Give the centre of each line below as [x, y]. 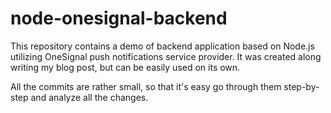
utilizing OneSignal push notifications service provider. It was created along [166, 56]
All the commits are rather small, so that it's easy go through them [146, 86]
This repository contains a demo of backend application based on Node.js [162, 46]
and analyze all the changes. [89, 97]
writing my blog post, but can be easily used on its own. [125, 67]
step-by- [301, 86]
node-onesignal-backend [119, 18]
